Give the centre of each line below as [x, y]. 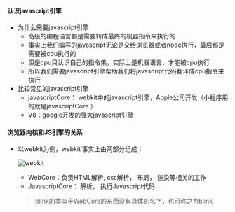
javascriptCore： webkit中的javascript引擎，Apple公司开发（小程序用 [128, 97]
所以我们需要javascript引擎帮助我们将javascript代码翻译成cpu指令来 [126, 71]
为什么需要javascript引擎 [53, 27]
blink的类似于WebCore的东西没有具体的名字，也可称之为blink [123, 201]
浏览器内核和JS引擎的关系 [45, 132]
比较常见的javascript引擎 [53, 89]
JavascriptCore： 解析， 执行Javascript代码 [92, 186]
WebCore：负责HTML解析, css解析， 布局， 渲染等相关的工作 [117, 178]
